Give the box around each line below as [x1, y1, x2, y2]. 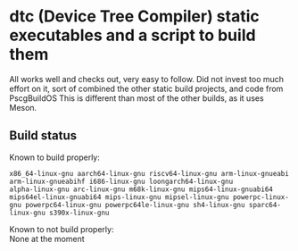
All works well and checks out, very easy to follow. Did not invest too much [9, 73, 284, 84]
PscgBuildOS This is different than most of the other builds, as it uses [9, 92, 265, 104]
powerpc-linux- [232, 192, 290, 202]
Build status [9, 128, 78, 144]
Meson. [9, 102, 37, 113]
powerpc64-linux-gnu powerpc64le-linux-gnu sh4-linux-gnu [25, 200, 245, 209]
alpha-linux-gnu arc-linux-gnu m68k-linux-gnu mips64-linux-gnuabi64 [9, 185, 274, 194]
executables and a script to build [9, 25, 256, 46]
